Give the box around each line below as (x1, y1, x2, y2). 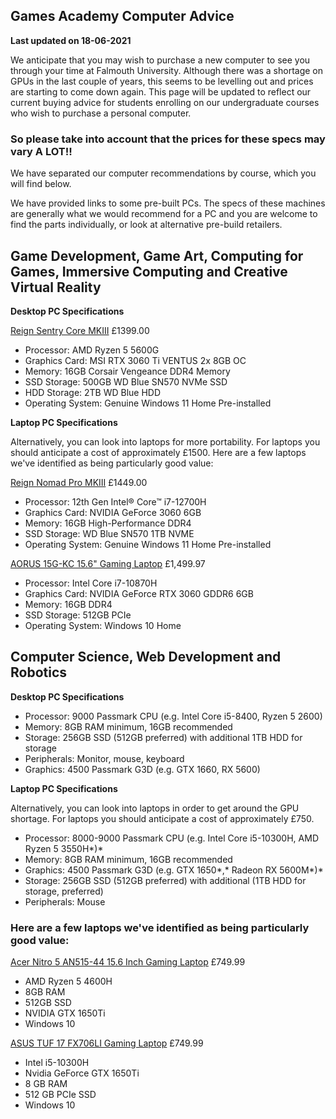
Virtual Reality (10, 279, 102, 296)
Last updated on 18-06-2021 (10, 34, 132, 46)
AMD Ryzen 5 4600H (24, 975, 113, 988)
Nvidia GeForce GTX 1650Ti (24, 1067, 140, 1079)
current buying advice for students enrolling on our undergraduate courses (10, 96, 320, 108)
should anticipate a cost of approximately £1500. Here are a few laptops (10, 446, 307, 458)
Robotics (10, 664, 68, 681)
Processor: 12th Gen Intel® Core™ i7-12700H (24, 495, 207, 508)
